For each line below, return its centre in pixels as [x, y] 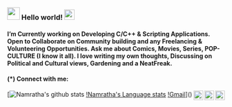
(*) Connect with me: [38, 79]
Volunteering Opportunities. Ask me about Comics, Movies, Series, [105, 48]
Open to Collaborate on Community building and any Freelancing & [105, 41]
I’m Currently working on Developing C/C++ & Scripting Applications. [109, 34]
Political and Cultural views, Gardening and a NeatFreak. [90, 63]
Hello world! [42, 17]
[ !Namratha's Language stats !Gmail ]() [100, 94]
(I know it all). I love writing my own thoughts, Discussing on [124, 56]
